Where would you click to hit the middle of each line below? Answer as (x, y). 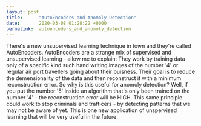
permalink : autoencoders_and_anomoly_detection (69, 29)
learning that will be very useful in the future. (62, 117)
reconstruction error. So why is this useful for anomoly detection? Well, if (97, 85)
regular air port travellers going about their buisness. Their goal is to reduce (101, 72)
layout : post (23, 12)
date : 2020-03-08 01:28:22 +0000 (57, 23)
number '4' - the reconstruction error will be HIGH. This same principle (94, 98)
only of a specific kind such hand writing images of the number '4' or (92, 65)
